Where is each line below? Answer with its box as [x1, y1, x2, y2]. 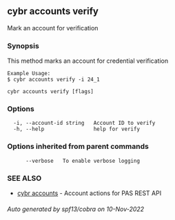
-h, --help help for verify [13, 126, 140, 133]
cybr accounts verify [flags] [7, 88, 94, 95]
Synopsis [7, 41, 39, 50]
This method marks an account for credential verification [7, 57, 169, 65]
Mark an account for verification [7, 23, 99, 32]
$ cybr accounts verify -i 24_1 [7, 76, 100, 83]
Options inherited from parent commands [7, 141, 150, 151]
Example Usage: [7, 70, 51, 77]
